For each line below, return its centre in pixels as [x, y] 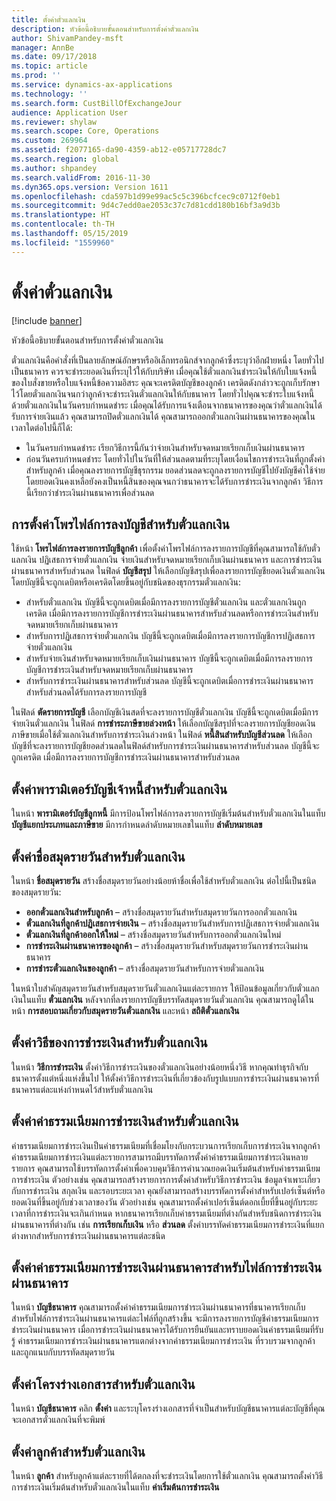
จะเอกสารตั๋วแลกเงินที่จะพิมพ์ [58, 1420]
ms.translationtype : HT [61, 215]
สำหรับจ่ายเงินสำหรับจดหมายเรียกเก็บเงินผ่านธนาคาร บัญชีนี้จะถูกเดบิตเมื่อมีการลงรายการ [169, 658]
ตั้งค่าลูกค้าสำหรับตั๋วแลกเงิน [78, 1451]
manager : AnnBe [43, 47]
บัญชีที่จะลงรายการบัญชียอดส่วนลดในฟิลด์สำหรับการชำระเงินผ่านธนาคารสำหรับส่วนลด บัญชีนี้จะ [165, 746]
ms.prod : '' [36, 76]
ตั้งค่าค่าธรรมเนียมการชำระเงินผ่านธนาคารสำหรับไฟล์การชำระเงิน [167, 1267]
